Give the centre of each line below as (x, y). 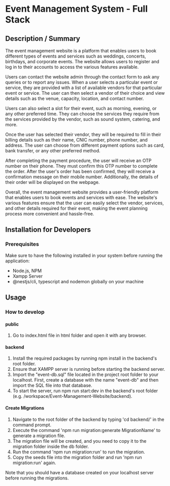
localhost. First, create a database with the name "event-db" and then (86, 380)
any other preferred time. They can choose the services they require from (82, 114)
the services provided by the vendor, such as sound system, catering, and (83, 119)
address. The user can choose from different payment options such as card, (85, 145)
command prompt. (32, 425)
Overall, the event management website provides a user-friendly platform (82, 192)
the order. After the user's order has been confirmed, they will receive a (80, 171)
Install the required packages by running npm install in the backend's (85, 358)
